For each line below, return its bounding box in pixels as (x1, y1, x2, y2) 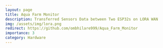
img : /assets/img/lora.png (5, 21, 62, 26)
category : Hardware (5, 35, 46, 40)
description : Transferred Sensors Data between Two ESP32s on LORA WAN (5, 16, 158, 21)
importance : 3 (5, 30, 35, 35)
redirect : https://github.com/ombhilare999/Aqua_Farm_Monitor (5, 26, 138, 31)
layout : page (5, 7, 33, 12)
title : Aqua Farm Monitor (5, 12, 59, 17)
